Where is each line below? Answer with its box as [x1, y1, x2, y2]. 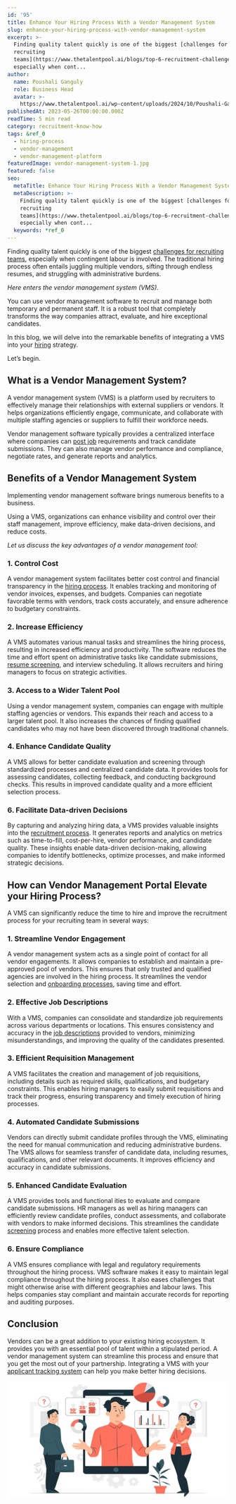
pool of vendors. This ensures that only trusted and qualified [36, 965, 212, 973]
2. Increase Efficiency [7, 622, 84, 631]
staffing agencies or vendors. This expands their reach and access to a [7, 709, 214, 717]
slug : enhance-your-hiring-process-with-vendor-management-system [7, 26, 206, 33]
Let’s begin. [7, 355, 41, 362]
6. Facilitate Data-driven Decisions [7, 805, 128, 815]
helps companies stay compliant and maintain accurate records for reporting [7, 1290, 230, 1298]
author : [7, 70, 30, 78]
